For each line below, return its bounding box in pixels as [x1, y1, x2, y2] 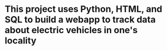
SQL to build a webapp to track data [5, 14, 156, 25]
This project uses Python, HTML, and [5, 3, 162, 15]
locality [5, 35, 37, 47]
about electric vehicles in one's [5, 25, 138, 36]
